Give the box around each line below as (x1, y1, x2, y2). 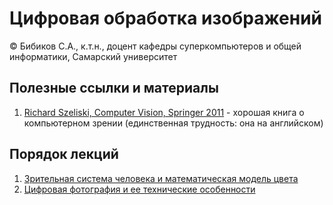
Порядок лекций (9, 146, 119, 163)
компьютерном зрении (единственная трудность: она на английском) (23, 117, 324, 129)
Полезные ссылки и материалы (9, 80, 219, 97)
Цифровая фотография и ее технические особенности (23, 183, 256, 195)
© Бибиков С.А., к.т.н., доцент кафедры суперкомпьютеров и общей (9, 40, 302, 52)
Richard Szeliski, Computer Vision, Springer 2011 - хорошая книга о (23, 106, 305, 118)
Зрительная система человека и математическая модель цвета (23, 172, 299, 184)
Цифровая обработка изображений (9, 7, 322, 30)
